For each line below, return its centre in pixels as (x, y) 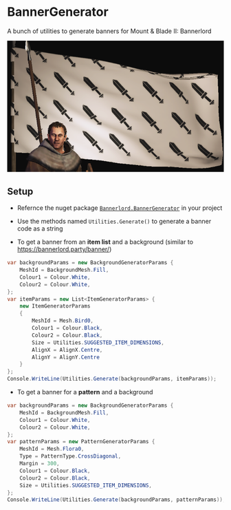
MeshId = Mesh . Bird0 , (63, 321)
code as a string (40, 229)
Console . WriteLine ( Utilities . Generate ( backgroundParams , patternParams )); (117, 500)
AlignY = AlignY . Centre (66, 357)
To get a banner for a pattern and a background (85, 392)
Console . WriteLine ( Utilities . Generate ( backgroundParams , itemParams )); (112, 379)
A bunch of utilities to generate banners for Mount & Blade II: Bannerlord (109, 31)
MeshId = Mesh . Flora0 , (52, 449)
